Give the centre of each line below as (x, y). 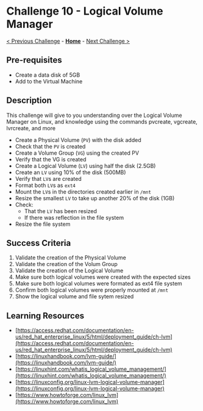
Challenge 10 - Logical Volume (85, 11)
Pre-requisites (34, 60)
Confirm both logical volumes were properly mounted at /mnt (92, 290)
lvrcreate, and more (31, 128)
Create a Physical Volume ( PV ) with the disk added (78, 140)
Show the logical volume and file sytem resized (74, 297)
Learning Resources (45, 316)
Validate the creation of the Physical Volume (70, 258)
